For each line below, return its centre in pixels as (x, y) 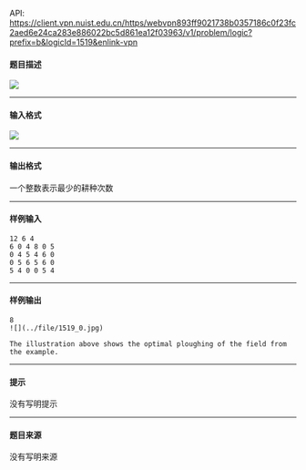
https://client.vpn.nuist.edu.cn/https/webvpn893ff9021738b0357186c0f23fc (153, 23)
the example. (34, 352)
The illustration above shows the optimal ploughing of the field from (148, 344)
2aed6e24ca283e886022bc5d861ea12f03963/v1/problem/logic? (131, 32)
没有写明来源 (33, 457)
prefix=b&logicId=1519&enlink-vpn (74, 42)
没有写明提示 (33, 404)
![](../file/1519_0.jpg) (56, 328)
